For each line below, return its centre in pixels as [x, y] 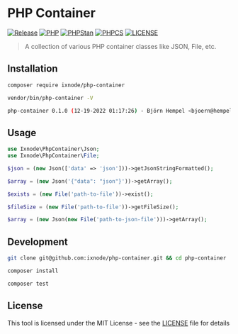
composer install [33, 271]
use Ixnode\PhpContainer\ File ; [53, 156]
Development [38, 241]
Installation [33, 69]
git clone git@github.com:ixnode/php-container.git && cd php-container [117, 258]
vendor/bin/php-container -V [50, 98]
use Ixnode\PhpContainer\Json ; [53, 149]
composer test [28, 284]
